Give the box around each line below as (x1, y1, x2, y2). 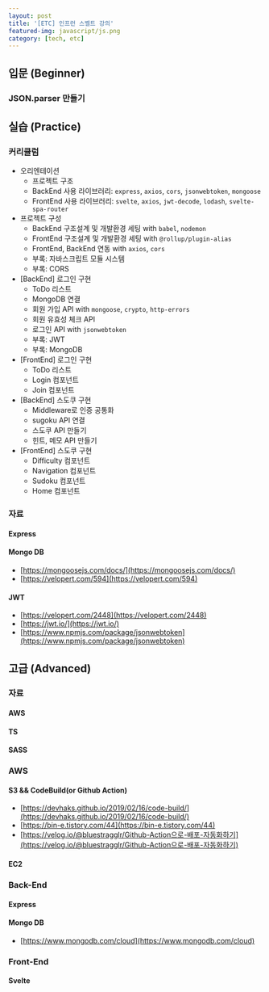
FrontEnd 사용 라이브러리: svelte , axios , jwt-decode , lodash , (31, 196, 228, 206)
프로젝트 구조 (31, 176, 74, 186)
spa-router (31, 205, 69, 214)
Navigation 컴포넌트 (31, 466, 97, 476)
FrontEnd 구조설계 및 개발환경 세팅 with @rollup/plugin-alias (31, 233, 232, 243)
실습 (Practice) (8, 120, 82, 133)
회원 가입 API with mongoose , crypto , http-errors (31, 305, 190, 314)
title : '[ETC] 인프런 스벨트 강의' (8, 19, 114, 27)
